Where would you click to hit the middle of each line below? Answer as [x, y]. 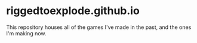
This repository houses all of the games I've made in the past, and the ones [99, 27]
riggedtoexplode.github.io [73, 11]
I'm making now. [26, 33]
